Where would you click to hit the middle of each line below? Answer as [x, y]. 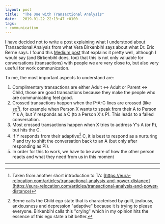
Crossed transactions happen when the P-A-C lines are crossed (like [82, 103]
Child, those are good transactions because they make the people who [84, 93]
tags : [11, 23]
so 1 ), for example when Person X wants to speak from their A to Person [84, 109]
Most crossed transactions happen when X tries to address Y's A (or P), [85, 125]
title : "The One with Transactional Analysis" [55, 14]
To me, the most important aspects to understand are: [60, 78]
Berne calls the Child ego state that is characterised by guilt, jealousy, [83, 201]
